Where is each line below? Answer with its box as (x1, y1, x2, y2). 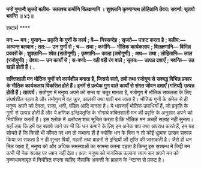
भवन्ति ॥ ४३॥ (6, 13, 34, 19)
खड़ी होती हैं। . (6, 64, 35, 70)
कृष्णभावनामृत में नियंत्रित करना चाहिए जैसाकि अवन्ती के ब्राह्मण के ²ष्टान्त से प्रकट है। (6, 156, 165, 163)
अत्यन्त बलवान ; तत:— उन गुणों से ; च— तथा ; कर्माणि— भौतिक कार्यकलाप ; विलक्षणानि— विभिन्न (6, 43, 191, 50)
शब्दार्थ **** (6, 25, 31, 31)
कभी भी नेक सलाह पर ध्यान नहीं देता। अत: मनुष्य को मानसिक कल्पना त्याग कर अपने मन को (6, 150, 179, 156)
